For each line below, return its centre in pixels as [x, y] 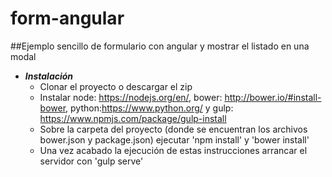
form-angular [67, 18]
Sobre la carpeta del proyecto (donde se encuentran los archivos [173, 129]
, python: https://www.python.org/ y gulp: [149, 108]
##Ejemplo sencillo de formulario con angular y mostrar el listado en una [160, 46]
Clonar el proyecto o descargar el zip [116, 86]
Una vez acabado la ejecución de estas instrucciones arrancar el [173, 150]
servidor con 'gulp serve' [91, 161]
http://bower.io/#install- [273, 97]
